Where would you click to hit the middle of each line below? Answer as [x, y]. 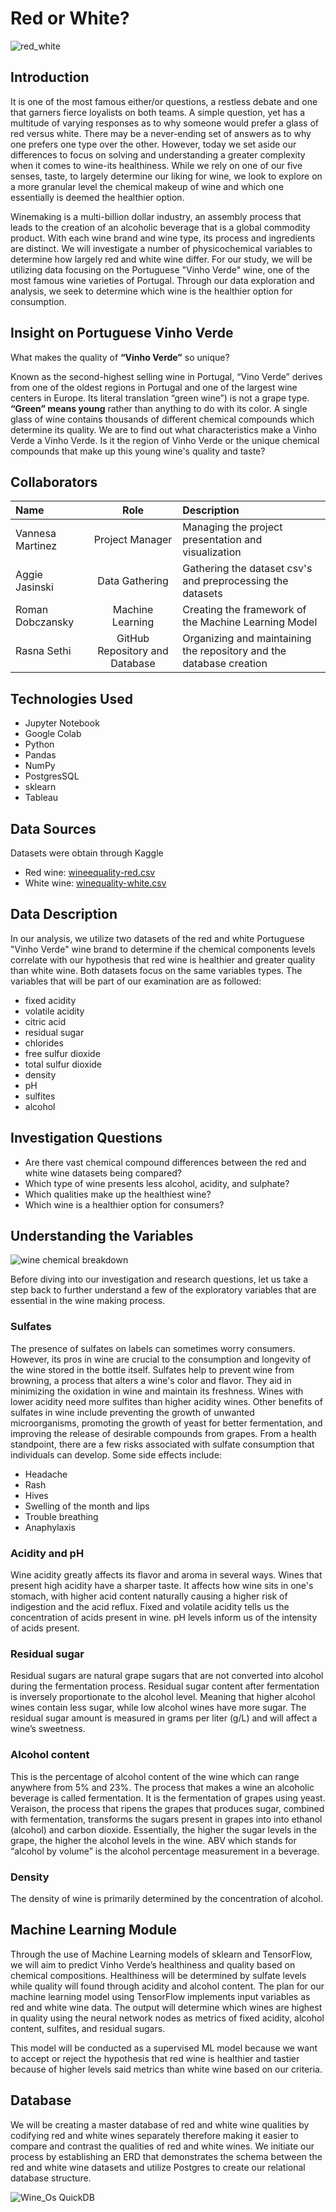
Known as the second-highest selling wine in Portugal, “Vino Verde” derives [166, 376]
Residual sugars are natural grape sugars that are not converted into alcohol [167, 1676]
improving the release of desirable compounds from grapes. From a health [163, 1433]
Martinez [36, 546]
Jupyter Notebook [62, 723]
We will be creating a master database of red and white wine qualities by [160, 2124]
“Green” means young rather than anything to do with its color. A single [159, 408]
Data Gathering [133, 581]
